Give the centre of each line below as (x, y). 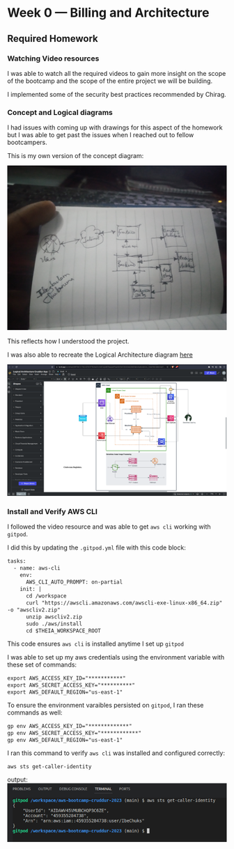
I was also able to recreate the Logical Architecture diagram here (100, 355)
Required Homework (53, 39)
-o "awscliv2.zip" (34, 610)
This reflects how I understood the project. (69, 341)
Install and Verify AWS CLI (52, 511)
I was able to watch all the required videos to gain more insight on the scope (117, 73)
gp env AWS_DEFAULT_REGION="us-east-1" (65, 740)
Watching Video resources (53, 59)
